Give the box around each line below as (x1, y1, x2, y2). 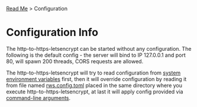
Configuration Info (6, 26, 99, 39)
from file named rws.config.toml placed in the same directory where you (6, 82, 182, 89)
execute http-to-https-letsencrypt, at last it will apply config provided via (6, 88, 183, 95)
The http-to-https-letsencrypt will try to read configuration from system (6, 69, 181, 76)
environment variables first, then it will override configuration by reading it (6, 75, 187, 82)
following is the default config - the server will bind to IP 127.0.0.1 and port (6, 51, 186, 59)
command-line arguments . (6, 94, 71, 101)
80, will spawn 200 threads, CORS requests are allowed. (6, 57, 144, 64)
